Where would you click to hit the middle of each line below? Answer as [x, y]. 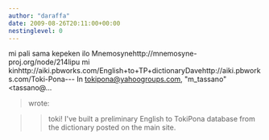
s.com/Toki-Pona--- [41, 79]
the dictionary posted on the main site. [112, 128]
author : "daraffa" [39, 16]
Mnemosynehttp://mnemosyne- [144, 54]
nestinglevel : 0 [35, 31]
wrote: [39, 103]
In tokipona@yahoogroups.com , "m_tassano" [151, 79]
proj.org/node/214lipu [44, 62]
